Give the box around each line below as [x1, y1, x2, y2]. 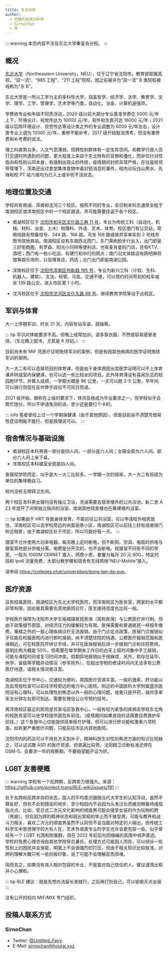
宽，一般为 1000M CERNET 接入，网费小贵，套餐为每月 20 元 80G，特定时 [5, 552, 159, 558]
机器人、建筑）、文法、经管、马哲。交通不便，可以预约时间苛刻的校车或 [12, 273, 159, 279]
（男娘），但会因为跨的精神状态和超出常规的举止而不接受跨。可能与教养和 [5, 814, 156, 819]
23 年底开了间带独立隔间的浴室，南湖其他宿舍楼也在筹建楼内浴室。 [5, 505, 143, 512]
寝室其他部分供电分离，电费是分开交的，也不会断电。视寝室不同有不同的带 [5, 545, 158, 552]
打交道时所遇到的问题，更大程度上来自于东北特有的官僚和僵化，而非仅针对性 [5, 152, 163, 158]
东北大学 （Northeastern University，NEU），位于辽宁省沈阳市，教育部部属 [5, 71, 158, 77]
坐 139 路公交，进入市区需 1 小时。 [12, 279, 84, 286]
